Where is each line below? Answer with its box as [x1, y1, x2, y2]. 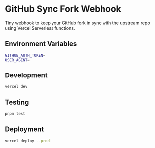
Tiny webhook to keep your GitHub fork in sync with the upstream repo [5, 20, 150, 26]
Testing [5, 98, 29, 106]
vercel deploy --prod [5, 138, 50, 143]
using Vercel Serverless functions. [5, 25, 75, 31]
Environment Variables [5, 40, 77, 48]
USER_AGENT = [5, 57, 30, 63]
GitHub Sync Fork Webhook [5, 3, 121, 15]
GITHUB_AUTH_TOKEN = [5, 53, 46, 58]
